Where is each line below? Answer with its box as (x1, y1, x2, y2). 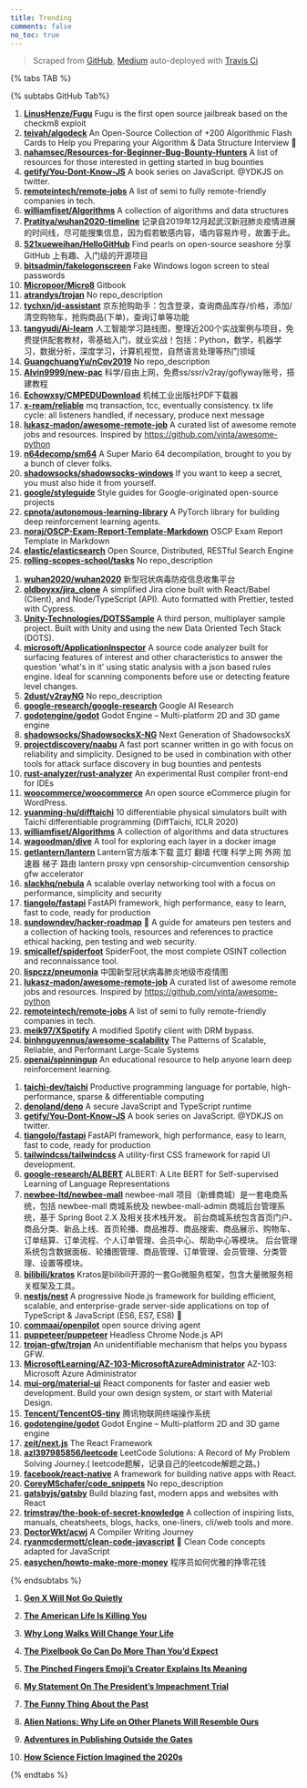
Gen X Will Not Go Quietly (23, 1593, 123, 1604)
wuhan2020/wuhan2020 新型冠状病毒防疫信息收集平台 (23, 574, 236, 584)
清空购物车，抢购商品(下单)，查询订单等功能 (23, 312, 190, 323)
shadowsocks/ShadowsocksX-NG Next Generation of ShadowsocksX (23, 729, 291, 740)
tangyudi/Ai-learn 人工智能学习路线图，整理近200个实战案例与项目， (23, 323, 286, 334)
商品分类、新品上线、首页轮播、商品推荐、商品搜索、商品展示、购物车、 (23, 1224, 295, 1235)
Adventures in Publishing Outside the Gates (23, 1734, 194, 1745)
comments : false (10, 22, 72, 31)
